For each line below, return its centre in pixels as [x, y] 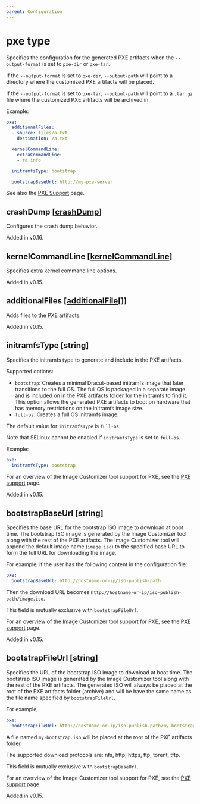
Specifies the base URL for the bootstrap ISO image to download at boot [95, 527]
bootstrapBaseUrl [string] [55, 513]
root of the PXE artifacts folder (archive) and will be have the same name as [99, 691]
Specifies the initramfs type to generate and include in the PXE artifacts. [95, 360]
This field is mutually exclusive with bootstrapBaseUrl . [72, 766]
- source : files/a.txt [40, 133]
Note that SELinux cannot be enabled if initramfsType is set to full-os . [93, 437]
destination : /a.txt [42, 139]
